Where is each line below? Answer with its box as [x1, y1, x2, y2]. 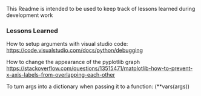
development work [6, 11, 53, 19]
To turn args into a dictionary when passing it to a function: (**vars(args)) [6, 83, 189, 90]
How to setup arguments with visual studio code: [6, 40, 128, 48]
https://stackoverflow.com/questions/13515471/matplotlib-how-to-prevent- [6, 65, 193, 72]
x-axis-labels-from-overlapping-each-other [6, 71, 116, 78]
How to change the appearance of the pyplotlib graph [6, 59, 140, 66]
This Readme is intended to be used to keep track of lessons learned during [6, 5, 196, 12]
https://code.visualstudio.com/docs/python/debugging [6, 46, 143, 54]
